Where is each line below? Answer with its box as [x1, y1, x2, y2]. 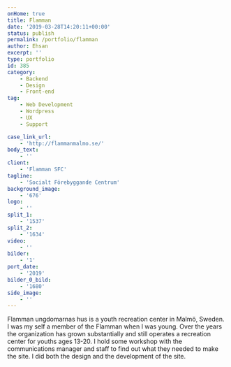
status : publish [7, 29, 54, 37]
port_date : [7, 264, 39, 271]
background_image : [7, 185, 61, 192]
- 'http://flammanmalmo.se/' [20, 140, 105, 147]
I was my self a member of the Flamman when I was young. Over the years [7, 322, 222, 331]
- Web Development [20, 101, 73, 108]
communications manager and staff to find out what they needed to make [7, 345, 218, 353]
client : [7, 159, 30, 166]
